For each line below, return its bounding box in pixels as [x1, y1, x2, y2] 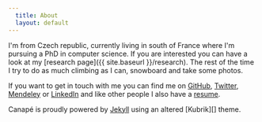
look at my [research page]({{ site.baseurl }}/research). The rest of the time [8, 57, 255, 67]
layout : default [15, 19, 69, 27]
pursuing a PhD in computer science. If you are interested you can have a [8, 49, 248, 58]
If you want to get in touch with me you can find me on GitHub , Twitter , [8, 80, 239, 91]
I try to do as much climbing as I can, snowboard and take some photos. [8, 65, 244, 75]
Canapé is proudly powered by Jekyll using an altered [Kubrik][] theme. [8, 104, 241, 114]
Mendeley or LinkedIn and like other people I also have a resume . [8, 89, 221, 98]
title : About [15, 11, 59, 20]
